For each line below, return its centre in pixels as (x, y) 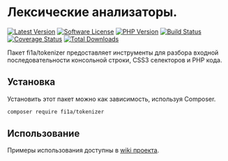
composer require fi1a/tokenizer (56, 112)
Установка (31, 82)
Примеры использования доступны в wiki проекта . (83, 150)
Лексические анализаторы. (92, 12)
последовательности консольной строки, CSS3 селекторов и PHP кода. (115, 59)
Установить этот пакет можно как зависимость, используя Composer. (112, 99)
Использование (44, 134)
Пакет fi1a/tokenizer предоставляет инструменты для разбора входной (113, 52)
